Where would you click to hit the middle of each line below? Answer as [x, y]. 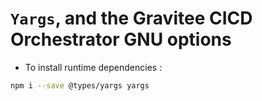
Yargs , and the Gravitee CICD [131, 18]
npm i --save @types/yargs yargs [80, 85]
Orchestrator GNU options [121, 39]
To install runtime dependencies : [93, 67]
